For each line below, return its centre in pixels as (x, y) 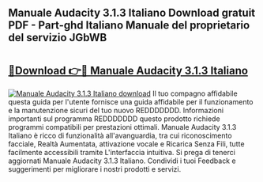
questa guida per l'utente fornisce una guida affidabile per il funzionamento (131, 102)
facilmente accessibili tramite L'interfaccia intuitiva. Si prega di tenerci (122, 152)
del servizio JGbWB (58, 38)
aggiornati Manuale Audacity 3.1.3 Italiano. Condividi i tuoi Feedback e (122, 161)
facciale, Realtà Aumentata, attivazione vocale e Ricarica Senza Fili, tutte (126, 144)
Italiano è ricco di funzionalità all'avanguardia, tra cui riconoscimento (120, 135)
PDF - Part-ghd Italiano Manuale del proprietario (129, 26)
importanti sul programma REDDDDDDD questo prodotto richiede (114, 119)
